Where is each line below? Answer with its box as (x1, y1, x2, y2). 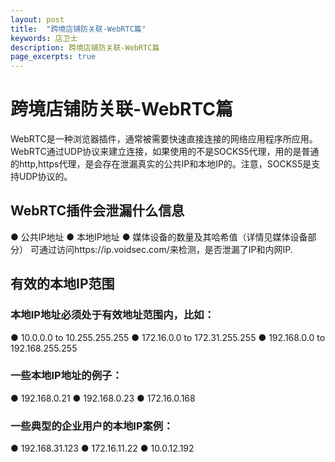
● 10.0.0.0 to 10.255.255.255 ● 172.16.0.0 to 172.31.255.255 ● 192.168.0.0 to (10, 331, 326, 343)
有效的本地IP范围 (10, 276, 115, 293)
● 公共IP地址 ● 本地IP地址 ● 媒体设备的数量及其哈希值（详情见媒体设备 (10, 231, 308, 243)
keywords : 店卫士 (10, 33, 78, 43)
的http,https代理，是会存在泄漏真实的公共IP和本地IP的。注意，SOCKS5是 (10, 158, 312, 170)
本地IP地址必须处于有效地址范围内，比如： (10, 308, 215, 322)
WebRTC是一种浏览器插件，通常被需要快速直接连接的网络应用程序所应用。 (10, 133, 318, 145)
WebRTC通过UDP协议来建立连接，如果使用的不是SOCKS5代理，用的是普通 (10, 146, 320, 158)
